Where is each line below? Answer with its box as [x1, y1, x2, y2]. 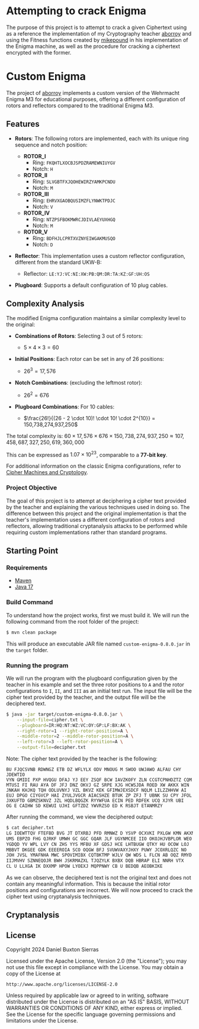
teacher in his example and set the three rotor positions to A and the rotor [6, 680, 185, 688]
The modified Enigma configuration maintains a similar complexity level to [6, 314, 187, 321]
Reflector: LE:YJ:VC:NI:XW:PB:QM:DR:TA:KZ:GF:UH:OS [23, 270, 150, 277]
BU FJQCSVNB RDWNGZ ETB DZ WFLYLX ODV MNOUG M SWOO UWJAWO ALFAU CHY [6, 766, 182, 773]
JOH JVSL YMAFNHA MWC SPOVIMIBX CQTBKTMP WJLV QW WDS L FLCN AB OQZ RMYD [6, 852, 192, 858]
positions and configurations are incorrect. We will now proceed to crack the [6, 887, 193, 894]
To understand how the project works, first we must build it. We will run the [6, 612, 190, 619]
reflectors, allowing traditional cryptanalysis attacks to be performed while [6, 522, 188, 529]
